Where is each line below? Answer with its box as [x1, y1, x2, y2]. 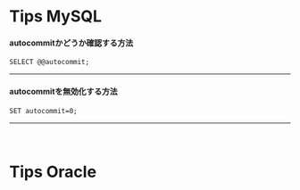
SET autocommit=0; [9, 106, 78, 115]
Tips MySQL [9, 6, 103, 27]
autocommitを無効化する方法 [9, 86, 118, 96]
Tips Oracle [9, 161, 96, 182]
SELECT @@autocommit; [9, 58, 90, 67]
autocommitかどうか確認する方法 [9, 37, 134, 48]
